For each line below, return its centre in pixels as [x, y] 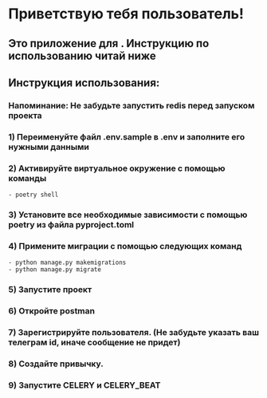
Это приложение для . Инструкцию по [109, 43]
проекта [25, 115]
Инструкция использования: [84, 83]
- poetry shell [33, 195]
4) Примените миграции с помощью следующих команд [125, 246]
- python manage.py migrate [55, 270]
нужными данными [49, 147]
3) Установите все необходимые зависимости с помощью [128, 215]
